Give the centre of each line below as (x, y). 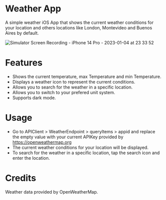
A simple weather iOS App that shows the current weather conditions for (80, 22)
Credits (21, 178)
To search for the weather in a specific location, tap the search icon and (86, 153)
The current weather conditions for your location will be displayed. (80, 147)
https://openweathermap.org (42, 142)
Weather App (33, 9)
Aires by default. (22, 33)
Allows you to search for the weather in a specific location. (72, 87)
